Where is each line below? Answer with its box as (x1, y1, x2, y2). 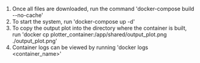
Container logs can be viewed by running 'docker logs (12, 44, 148, 51)
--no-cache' (12, 12, 44, 19)
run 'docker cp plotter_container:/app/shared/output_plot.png (12, 31, 167, 38)
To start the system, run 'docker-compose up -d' (12, 18, 135, 25)
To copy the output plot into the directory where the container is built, (12, 24, 187, 31)
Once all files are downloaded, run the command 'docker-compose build (12, 5, 195, 12)
